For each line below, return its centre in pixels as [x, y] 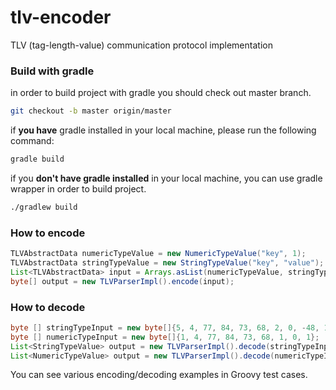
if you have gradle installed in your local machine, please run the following [163, 130]
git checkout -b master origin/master [91, 111]
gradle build [37, 159]
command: [32, 141]
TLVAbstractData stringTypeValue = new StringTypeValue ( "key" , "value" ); [167, 263]
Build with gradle [52, 71]
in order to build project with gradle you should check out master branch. [161, 93]
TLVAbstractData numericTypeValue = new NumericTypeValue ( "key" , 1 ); [158, 254]
